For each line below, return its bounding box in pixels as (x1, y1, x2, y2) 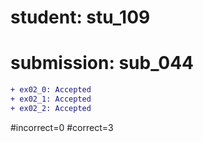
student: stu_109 (10, 6, 151, 29)
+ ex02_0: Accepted (10, 85, 92, 95)
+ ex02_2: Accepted (10, 103, 92, 113)
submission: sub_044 (10, 52, 195, 75)
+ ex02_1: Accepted (10, 94, 92, 104)
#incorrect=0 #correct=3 (10, 121, 114, 133)
